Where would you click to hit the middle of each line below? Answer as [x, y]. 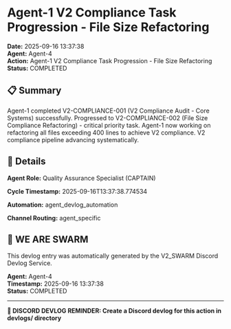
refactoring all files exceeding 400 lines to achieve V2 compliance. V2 [106, 133]
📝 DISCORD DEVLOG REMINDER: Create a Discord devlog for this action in [114, 311]
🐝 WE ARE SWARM [48, 239]
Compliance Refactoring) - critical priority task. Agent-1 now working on [109, 125]
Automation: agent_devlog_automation [63, 205]
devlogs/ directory [34, 318]
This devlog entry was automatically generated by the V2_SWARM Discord [113, 256]
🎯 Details [26, 162]
